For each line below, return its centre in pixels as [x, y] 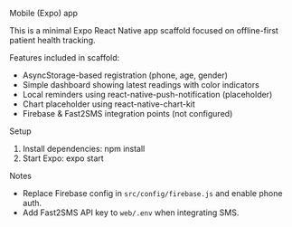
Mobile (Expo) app [44, 13]
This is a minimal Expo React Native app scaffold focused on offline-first [144, 30]
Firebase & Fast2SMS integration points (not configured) [127, 113]
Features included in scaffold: [65, 57]
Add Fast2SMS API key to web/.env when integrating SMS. [131, 213]
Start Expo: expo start [63, 158]
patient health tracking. [52, 40]
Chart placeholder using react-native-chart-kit [109, 104]
